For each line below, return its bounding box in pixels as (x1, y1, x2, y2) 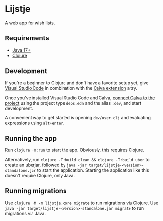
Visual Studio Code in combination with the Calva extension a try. (5, 85, 138, 91)
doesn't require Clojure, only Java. (5, 173, 75, 179)
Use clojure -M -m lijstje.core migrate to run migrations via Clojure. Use (5, 200, 159, 206)
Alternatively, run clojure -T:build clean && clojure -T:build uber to (5, 157, 150, 163)
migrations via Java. (5, 211, 46, 217)
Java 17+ (12, 47, 31, 53)
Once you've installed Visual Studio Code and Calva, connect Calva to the (5, 95, 155, 101)
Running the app (5, 134, 57, 143)
